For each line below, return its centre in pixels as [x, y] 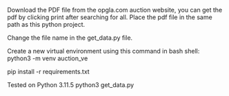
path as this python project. [46, 24]
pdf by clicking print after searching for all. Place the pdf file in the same [110, 17]
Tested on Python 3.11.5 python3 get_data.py [71, 85]
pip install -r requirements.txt [48, 72]
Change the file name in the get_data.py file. [70, 38]
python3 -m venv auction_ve [48, 58]
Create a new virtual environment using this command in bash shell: [103, 51]
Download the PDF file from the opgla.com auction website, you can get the [115, 10]
